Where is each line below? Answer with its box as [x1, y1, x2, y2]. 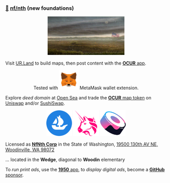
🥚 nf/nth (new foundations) [5, 5, 74, 12]
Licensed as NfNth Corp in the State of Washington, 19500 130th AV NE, [5, 141, 158, 148]
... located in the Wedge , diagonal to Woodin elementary [5, 156, 125, 163]
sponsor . [5, 172, 24, 178]
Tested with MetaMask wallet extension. [33, 85, 139, 91]
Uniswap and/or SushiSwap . [5, 100, 65, 107]
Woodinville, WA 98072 [5, 147, 55, 153]
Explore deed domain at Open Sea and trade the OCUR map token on [5, 95, 152, 101]
